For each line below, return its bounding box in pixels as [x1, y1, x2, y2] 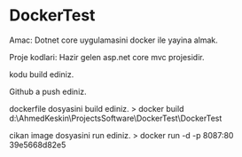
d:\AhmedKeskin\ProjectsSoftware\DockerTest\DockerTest [9, 113, 222, 123]
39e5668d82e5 [9, 139, 66, 150]
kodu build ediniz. [9, 68, 74, 80]
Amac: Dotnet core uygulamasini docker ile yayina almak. [9, 35, 219, 45]
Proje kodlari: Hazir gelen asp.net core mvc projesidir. [9, 51, 205, 62]
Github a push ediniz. [9, 86, 87, 97]
